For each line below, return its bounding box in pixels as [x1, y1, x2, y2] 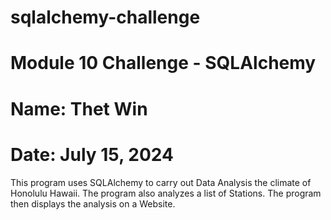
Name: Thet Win [10, 97, 148, 120]
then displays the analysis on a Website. [10, 197, 176, 210]
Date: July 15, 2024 [10, 143, 174, 166]
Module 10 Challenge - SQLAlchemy [10, 52, 317, 75]
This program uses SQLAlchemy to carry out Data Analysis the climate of [10, 176, 312, 188]
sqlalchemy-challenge [10, 6, 201, 29]
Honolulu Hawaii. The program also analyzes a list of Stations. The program [10, 187, 322, 199]
